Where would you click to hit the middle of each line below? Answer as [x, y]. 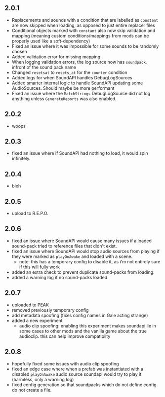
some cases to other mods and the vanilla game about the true [83, 331]
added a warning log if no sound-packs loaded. [60, 277]
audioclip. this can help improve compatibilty [65, 336]
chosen [20, 51]
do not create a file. [32, 390]
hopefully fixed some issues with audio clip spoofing [65, 363]
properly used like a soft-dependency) [51, 41]
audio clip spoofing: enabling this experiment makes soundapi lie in [87, 325]
